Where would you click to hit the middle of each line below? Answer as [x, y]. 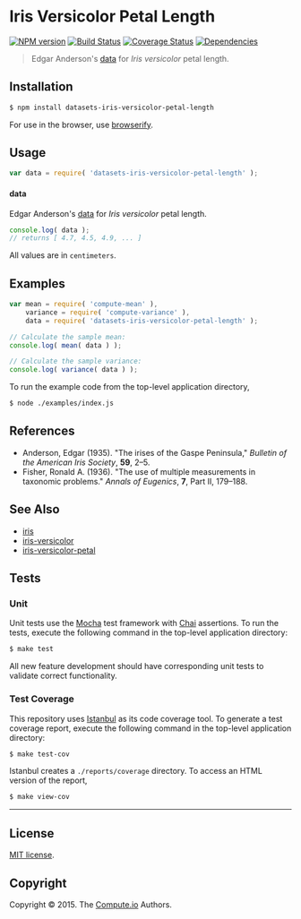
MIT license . [32, 855]
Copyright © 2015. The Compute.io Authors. [91, 904]
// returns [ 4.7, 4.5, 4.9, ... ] [76, 238]
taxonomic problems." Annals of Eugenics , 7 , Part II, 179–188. [135, 481]
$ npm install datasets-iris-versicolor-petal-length [112, 107]
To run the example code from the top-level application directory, [129, 387]
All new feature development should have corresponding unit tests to [137, 666]
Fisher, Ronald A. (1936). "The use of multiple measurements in [139, 471]
